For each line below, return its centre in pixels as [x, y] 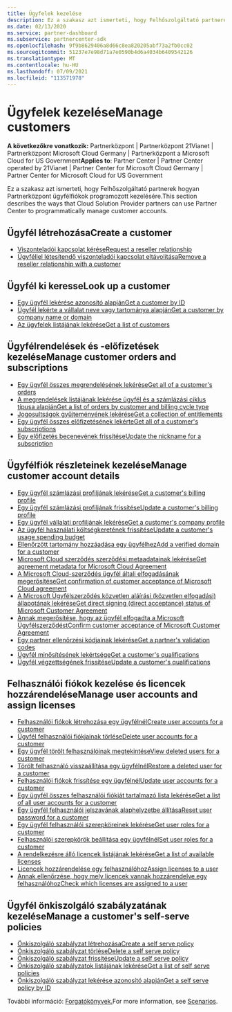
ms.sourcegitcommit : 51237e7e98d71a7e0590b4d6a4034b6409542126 [100, 53]
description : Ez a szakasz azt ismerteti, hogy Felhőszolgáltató [103, 20]
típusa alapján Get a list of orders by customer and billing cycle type [113, 406]
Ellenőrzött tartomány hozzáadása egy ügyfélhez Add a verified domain [118, 544]
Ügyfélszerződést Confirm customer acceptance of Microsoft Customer [119, 625]
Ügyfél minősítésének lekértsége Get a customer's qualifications [108, 654]
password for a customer [53, 817]
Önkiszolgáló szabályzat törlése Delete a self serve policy [98, 951]
